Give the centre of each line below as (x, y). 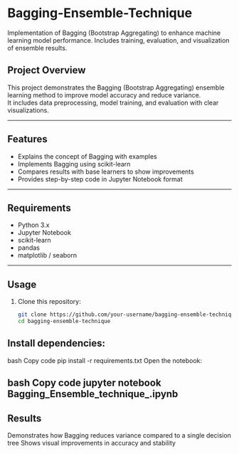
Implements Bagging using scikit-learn (74, 164)
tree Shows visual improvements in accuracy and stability (92, 443)
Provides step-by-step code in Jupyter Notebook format (100, 179)
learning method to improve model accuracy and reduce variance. (104, 95)
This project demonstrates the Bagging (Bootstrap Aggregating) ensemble (116, 88)
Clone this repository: (49, 302)
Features (27, 139)
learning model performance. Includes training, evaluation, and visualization (118, 40)
